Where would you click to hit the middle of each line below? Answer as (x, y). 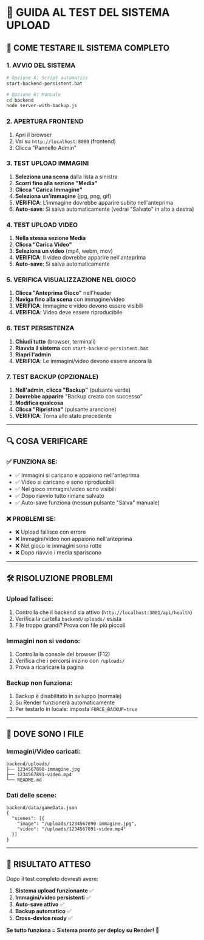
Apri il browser (33, 135)
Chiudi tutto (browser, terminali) (55, 341)
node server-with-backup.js (42, 106)
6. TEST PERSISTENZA (40, 328)
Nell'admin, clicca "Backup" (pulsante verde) (73, 390)
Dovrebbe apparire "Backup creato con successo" (79, 397)
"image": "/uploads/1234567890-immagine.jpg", (77, 824)
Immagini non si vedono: (43, 641)
